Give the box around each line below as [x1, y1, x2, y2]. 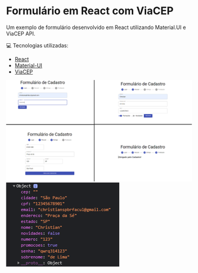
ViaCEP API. [6, 30, 35, 37]
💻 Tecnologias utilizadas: [6, 41, 69, 49]
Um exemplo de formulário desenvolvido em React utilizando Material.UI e [6, 24, 186, 31]
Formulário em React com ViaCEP [6, 4, 174, 18]
